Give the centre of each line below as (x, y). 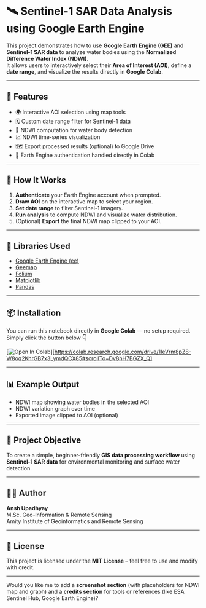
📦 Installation (34, 313)
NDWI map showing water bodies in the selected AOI (82, 402)
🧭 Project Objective (44, 440)
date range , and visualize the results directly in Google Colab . (85, 71)
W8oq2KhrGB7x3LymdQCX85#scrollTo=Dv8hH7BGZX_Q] (79, 358)
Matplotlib (28, 280)
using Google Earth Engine (75, 29)
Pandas (25, 287)
